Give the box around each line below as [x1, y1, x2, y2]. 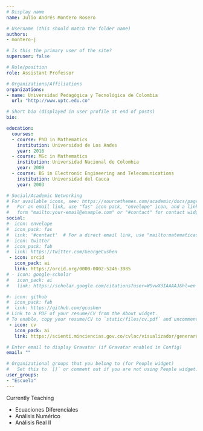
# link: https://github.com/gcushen [6, 305, 101, 311]
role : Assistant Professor [6, 70, 74, 76]
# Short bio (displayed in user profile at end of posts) [6, 109, 155, 115]
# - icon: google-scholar [6, 271, 71, 278]
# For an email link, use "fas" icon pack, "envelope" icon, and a [6, 204, 185, 210]
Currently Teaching [6, 394, 54, 401]
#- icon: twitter [6, 238, 50, 244]
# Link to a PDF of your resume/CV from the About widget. [6, 310, 158, 317]
